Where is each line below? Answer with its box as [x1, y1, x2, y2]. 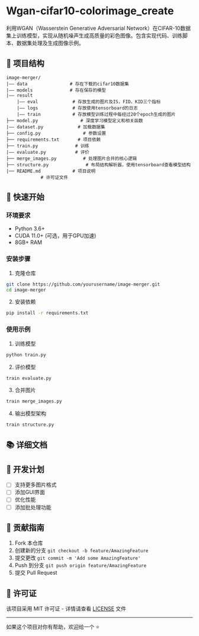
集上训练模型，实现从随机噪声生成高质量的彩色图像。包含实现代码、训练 [6, 31, 182, 39]
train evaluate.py [6, 375, 52, 381]
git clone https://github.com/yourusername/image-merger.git [6, 281, 161, 287]
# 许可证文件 [40, 174, 68, 181]
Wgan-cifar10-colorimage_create [6, 4, 174, 18]
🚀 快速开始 [6, 192, 44, 202]
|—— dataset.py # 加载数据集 [6, 124, 105, 130]
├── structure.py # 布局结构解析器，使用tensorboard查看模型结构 [6, 162, 191, 167]
